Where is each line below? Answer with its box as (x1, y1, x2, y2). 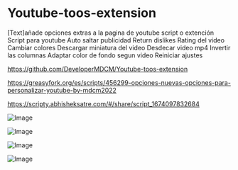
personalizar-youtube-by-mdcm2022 (7, 86, 117, 94)
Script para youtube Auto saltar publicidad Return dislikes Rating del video (7, 35, 225, 44)
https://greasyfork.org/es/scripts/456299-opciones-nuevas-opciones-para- (7, 78, 231, 86)
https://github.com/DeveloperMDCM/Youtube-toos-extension (7, 64, 188, 73)
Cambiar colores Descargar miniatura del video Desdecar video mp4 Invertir (7, 43, 231, 52)
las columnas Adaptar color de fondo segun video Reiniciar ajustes (7, 51, 203, 59)
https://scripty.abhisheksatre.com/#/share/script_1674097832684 (7, 99, 200, 108)
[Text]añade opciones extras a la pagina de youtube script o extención (7, 28, 215, 37)
